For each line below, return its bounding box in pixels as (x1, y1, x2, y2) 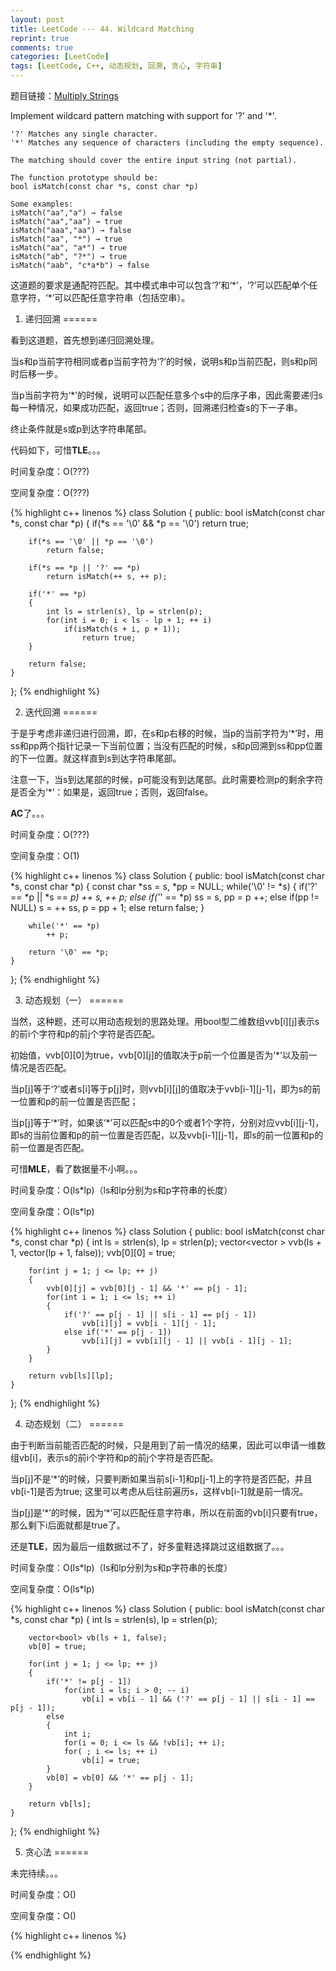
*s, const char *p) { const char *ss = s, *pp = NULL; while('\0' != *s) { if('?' (10, 881, 318, 892)
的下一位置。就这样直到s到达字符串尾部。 (10, 752, 182, 764)
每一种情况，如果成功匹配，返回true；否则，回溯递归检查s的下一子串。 (10, 402, 303, 413)
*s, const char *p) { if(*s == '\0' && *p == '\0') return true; (10, 517, 249, 529)
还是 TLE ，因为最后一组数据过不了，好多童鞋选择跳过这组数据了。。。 (10, 1541, 290, 1552)
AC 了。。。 (10, 807, 50, 819)
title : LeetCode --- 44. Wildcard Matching (10, 24, 195, 34)
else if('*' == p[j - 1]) (63, 1327, 172, 1337)
